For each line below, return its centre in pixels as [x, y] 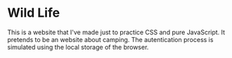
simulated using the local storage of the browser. [78, 47]
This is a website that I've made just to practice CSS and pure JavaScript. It [116, 32]
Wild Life [34, 13]
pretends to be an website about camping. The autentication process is [110, 39]
